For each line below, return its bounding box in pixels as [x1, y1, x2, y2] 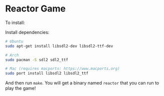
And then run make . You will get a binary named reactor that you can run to [5, 80, 159, 86]
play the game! [5, 85, 36, 91]
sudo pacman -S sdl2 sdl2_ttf [5, 57, 69, 62]
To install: [5, 19, 25, 25]
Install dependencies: [5, 29, 50, 35]
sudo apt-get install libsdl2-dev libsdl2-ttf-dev [5, 43, 113, 48]
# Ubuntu [5, 38, 24, 44]
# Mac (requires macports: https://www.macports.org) [5, 66, 120, 71]
